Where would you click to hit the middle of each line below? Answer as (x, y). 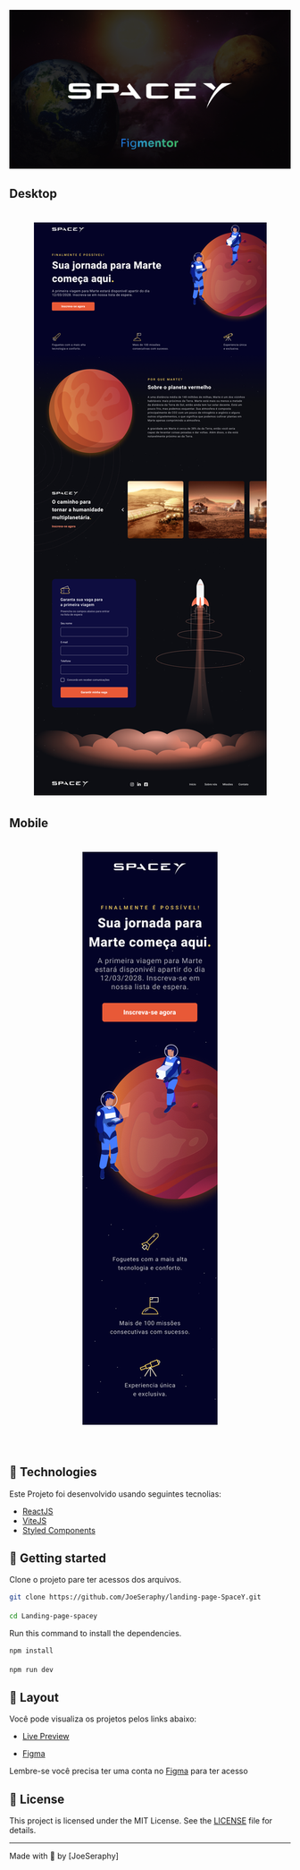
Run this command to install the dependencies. (96, 1633)
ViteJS (34, 1520)
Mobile (29, 823)
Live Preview (46, 1737)
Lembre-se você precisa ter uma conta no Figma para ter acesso (129, 1771)
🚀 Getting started (58, 1558)
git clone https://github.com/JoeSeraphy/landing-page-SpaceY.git (135, 1597)
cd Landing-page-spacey (54, 1617)
